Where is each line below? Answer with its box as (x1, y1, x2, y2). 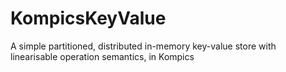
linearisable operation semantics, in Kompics (10, 50, 195, 62)
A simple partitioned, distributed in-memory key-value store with (10, 40, 277, 52)
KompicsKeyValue (10, 7, 167, 30)
